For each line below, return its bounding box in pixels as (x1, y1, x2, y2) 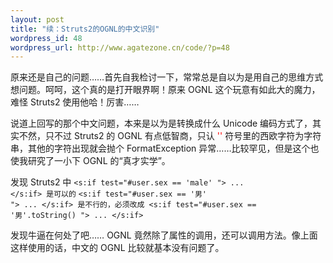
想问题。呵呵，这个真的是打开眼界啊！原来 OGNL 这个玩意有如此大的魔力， (10, 84, 321, 96)
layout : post (10, 14, 65, 25)
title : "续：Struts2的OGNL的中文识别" (10, 24, 160, 34)
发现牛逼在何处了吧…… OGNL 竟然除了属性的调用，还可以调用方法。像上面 (10, 229, 318, 241)
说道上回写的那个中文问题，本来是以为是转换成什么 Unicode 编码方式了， (10, 117, 313, 130)
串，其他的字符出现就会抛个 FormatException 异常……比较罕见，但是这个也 (10, 142, 320, 155)
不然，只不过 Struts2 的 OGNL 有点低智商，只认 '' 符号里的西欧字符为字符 (18, 130, 322, 142)
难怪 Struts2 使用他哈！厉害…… (10, 96, 140, 108)
